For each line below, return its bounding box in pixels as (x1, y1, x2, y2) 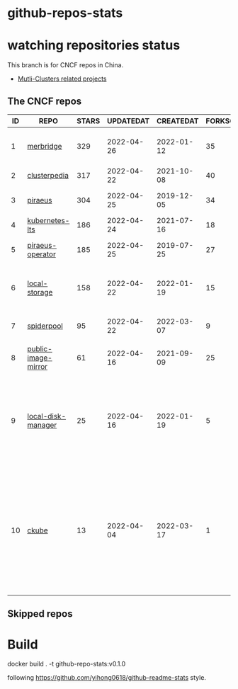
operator (27, 249, 57, 259)
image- (27, 353, 53, 363)
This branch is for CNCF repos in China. (7, 61, 124, 69)
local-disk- (27, 411, 67, 421)
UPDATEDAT (106, 115, 150, 125)
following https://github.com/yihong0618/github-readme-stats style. (7, 673, 207, 682)
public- (27, 343, 53, 353)
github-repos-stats (7, 5, 123, 21)
